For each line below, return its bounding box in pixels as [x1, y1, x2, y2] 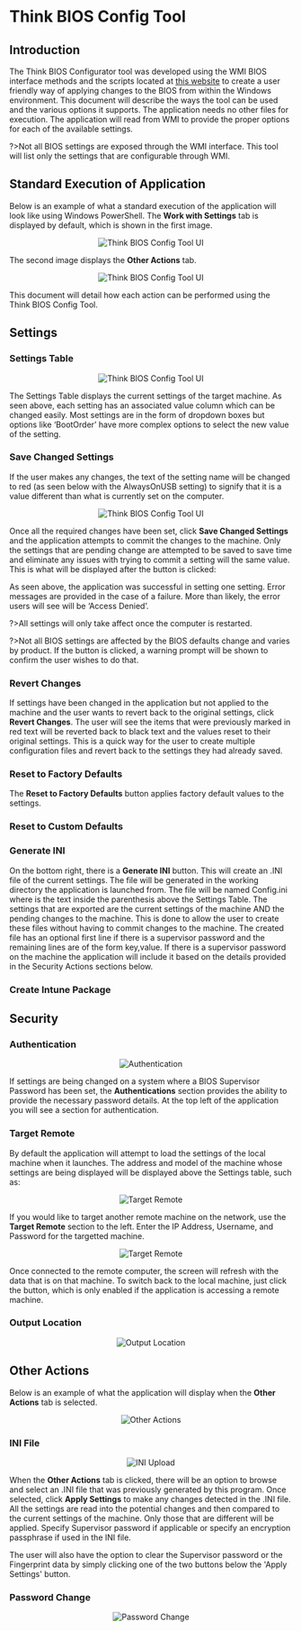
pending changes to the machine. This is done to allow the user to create [9, 913, 279, 924]
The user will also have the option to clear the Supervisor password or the [9, 1549, 283, 1560]
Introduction [9, 42, 81, 58]
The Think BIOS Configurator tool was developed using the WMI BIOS [9, 66, 268, 77]
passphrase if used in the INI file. [9, 1532, 132, 1543]
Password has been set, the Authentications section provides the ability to [9, 1086, 288, 1097]
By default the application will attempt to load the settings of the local [9, 1147, 267, 1159]
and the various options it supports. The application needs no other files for [9, 105, 289, 114]
